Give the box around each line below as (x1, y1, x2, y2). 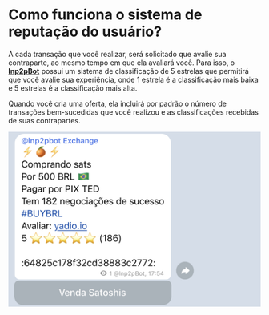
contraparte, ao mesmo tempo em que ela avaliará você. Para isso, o (8, 58, 235, 67)
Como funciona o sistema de (8, 6, 203, 24)
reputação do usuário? (8, 22, 163, 41)
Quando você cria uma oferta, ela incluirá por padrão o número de (8, 99, 227, 108)
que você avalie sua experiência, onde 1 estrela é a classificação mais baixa (8, 75, 259, 84)
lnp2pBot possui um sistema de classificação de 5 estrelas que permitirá (8, 66, 250, 75)
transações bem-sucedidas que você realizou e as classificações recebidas (8, 107, 259, 117)
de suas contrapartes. (8, 115, 81, 125)
